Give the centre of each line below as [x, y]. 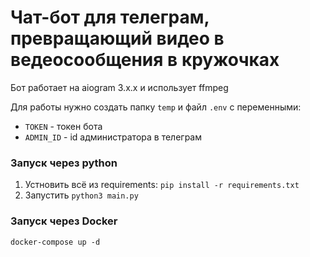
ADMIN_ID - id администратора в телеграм [113, 137]
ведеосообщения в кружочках [145, 60]
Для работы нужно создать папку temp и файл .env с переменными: [156, 107]
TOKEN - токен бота [63, 126]
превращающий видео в [117, 38]
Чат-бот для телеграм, [110, 17]
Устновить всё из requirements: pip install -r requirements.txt [162, 185]
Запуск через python [64, 163]
